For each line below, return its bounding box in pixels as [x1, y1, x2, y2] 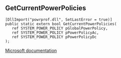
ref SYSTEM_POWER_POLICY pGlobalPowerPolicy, [11, 26, 108, 31]
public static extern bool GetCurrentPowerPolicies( [5, 21, 117, 26]
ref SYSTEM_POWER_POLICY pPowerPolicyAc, [11, 30, 99, 35]
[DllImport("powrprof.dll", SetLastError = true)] [5, 17, 113, 22]
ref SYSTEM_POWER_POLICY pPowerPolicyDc [11, 34, 97, 39]
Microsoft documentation [5, 47, 57, 54]
